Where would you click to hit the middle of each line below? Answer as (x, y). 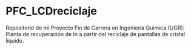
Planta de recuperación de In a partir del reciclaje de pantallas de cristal (95, 34)
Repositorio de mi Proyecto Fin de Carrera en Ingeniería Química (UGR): (95, 28)
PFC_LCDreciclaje (52, 11)
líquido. (15, 40)
